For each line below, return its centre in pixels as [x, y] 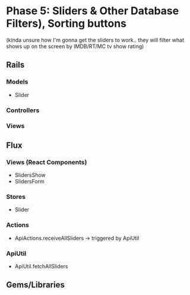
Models [17, 82]
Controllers [23, 110]
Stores [16, 197]
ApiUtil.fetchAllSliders [41, 267]
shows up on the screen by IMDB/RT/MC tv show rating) [75, 46]
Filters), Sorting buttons [66, 23]
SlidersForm [29, 182]
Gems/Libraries [36, 285]
